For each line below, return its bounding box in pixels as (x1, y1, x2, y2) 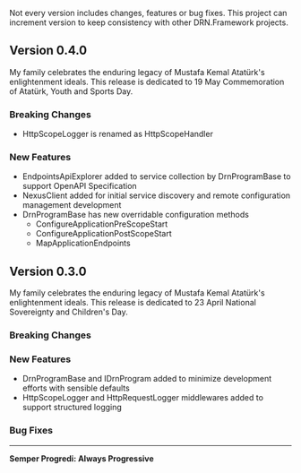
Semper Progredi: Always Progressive (9, 452, 154, 464)
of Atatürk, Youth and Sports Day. (9, 85, 133, 97)
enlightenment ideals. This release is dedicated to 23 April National (9, 297, 257, 308)
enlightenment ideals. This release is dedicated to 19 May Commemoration (9, 76, 285, 87)
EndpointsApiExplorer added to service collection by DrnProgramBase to (21, 171, 291, 182)
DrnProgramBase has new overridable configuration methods (21, 210, 249, 220)
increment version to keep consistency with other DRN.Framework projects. (9, 17, 288, 28)
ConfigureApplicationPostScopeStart (35, 228, 172, 239)
